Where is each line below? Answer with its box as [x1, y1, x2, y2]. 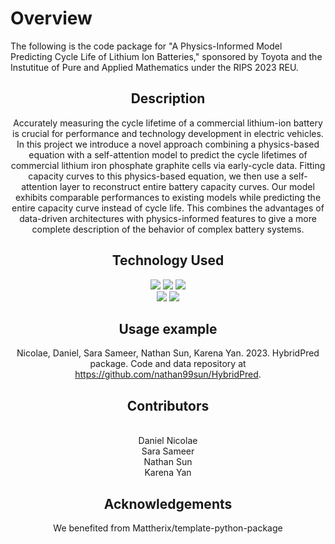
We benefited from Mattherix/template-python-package [53, 522, 283, 534]
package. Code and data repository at [89, 358, 247, 370]
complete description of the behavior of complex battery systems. [31, 223, 305, 235]
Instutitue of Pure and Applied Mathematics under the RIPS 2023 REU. [10, 61, 299, 73]
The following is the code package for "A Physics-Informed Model [10, 40, 283, 52]
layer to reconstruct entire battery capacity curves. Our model [59, 180, 315, 192]
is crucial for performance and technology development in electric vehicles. [12, 127, 324, 139]
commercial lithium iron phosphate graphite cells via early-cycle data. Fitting [10, 159, 326, 171]
